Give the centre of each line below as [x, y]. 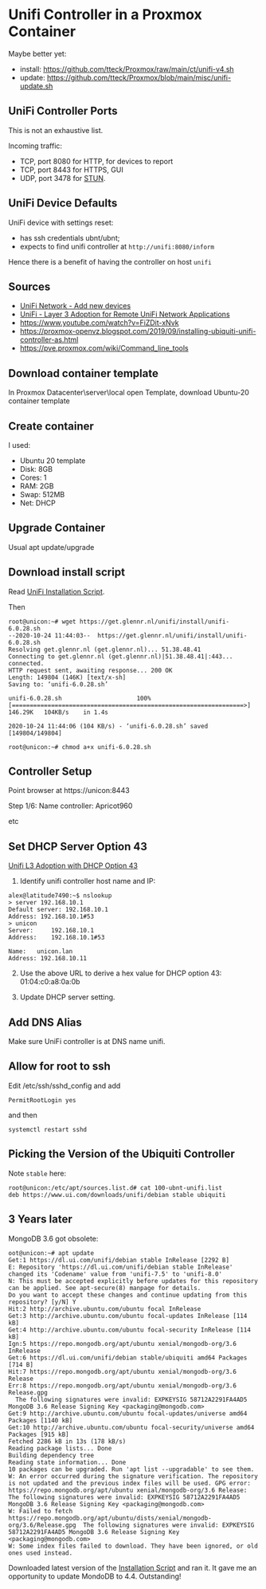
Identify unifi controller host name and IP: [88, 881]
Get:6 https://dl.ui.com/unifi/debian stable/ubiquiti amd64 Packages [128, 1358]
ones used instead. [41, 1553]
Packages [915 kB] [39, 1434]
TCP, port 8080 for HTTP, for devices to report [96, 161]
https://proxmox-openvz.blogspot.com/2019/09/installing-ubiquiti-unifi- [138, 332]
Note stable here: [37, 1173]
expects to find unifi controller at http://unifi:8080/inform [117, 246]
